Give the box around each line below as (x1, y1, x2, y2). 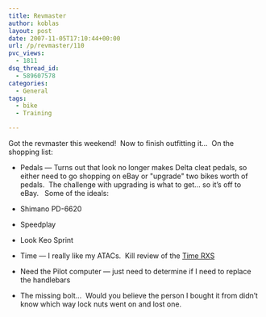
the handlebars (19, 275, 71, 285)
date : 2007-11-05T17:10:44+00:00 (8, 34, 121, 43)
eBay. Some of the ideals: (19, 189, 110, 198)
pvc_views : (8, 49, 45, 57)
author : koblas (8, 19, 60, 27)
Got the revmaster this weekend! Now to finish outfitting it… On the (8, 139, 235, 148)
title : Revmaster (8, 11, 67, 20)
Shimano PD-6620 (19, 204, 82, 214)
